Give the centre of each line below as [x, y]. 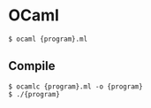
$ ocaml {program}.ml [48, 39]
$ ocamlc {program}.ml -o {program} [75, 86]
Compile [32, 66]
